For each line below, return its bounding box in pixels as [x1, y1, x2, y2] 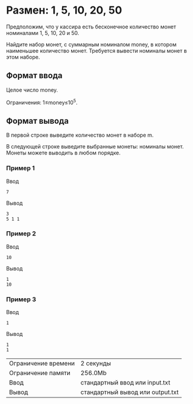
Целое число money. [6, 86, 58, 93]
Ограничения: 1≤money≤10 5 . [6, 98, 78, 106]
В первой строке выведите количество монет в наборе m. [6, 131, 154, 139]
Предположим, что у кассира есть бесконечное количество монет [6, 23, 176, 30]
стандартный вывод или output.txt [81, 388, 179, 396]
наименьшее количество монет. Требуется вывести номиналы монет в [6, 47, 187, 54]
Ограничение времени [9, 359, 75, 367]
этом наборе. [6, 53, 40, 60]
